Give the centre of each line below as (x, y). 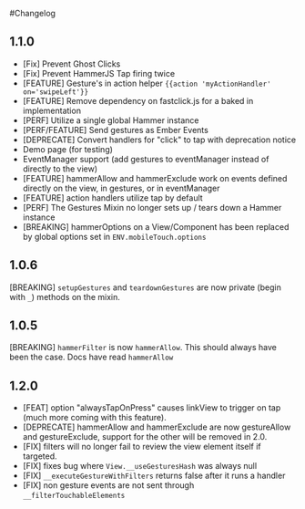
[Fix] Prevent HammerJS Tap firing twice (99, 73)
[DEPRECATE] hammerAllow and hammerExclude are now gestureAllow (157, 427)
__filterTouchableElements (74, 496)
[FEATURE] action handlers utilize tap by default (112, 197)
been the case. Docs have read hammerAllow (91, 357)
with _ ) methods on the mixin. (65, 296)
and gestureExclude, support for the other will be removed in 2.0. (145, 437)
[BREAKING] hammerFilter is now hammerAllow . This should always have (143, 348)
